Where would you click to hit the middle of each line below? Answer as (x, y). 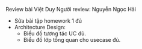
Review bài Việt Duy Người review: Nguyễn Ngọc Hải (71, 9)
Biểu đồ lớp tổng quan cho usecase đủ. (72, 40)
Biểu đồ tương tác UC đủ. (55, 33)
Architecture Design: (40, 27)
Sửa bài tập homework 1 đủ (48, 21)
